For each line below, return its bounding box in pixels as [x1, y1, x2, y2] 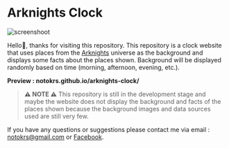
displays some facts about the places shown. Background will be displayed [7, 55, 222, 64]
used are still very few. [24, 112, 89, 120]
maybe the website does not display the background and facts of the [24, 97, 221, 105]
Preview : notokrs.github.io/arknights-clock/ [7, 76, 139, 84]
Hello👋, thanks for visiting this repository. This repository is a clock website [7, 41, 222, 49]
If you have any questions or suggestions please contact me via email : [7, 125, 210, 133]
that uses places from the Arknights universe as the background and [7, 48, 203, 57]
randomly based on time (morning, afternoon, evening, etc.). [7, 63, 180, 71]
